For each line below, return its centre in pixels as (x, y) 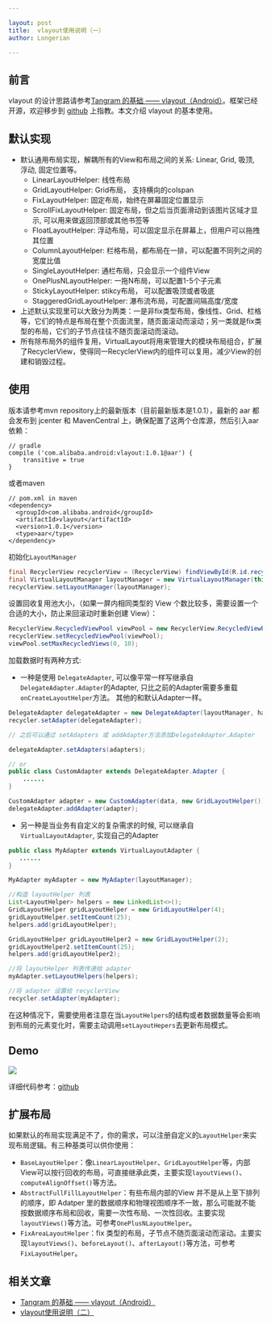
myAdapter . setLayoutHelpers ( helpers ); (73, 977)
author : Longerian (39, 38)
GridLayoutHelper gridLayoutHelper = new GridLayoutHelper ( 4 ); (117, 910)
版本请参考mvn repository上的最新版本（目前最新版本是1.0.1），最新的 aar (129, 410)
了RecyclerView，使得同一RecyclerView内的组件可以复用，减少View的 (137, 351)
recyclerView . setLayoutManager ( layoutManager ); (90, 587)
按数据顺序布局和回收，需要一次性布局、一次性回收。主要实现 (123, 1213)
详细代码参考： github (44, 1086)
